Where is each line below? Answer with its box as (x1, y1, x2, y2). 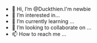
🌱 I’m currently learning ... (11, 18, 75, 24)
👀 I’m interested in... (11, 12, 60, 19)
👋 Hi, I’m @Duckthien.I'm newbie (11, 6, 91, 12)
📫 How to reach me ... (11, 31, 66, 37)
